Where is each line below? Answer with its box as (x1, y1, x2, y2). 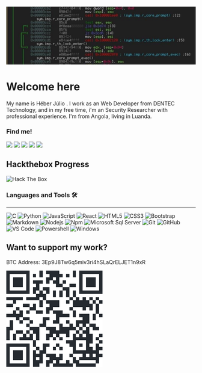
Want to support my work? (6, 242, 108, 253)
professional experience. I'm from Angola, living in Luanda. (6, 113, 152, 120)
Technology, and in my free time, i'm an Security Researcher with (6, 106, 168, 113)
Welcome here (6, 79, 80, 93)
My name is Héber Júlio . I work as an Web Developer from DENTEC (6, 100, 176, 107)
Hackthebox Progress (6, 159, 90, 170)
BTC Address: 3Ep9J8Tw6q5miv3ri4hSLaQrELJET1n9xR (6, 258, 146, 265)
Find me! (6, 128, 32, 136)
